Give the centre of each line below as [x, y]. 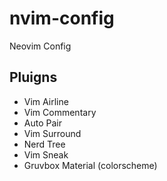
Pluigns [33, 77]
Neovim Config [40, 46]
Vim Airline [46, 101]
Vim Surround [52, 133]
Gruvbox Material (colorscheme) [90, 165]
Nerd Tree [44, 144]
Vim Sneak [46, 154]
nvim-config [62, 18]
